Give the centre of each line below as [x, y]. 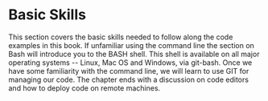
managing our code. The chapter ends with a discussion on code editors [129, 79]
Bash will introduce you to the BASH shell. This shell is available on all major [134, 54]
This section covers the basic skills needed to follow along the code [121, 37]
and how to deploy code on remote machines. [85, 88]
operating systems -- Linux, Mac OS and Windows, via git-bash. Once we [130, 63]
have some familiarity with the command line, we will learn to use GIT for [129, 71]
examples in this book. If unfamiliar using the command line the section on [132, 45]
